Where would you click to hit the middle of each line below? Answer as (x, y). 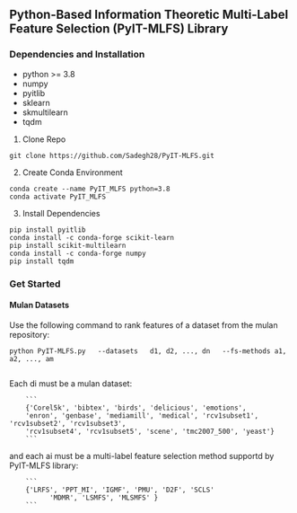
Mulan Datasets (39, 305)
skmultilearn (45, 112)
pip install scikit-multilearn (68, 245)
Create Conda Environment (72, 172)
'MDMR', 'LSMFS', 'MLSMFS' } (104, 498)
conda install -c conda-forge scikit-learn (92, 237)
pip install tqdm (42, 261)
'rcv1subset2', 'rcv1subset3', (68, 423)
